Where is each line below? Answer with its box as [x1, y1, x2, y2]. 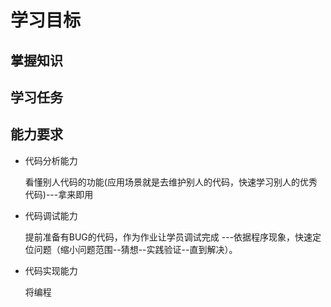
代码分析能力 [24, 154, 78, 166]
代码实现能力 [24, 264, 78, 276]
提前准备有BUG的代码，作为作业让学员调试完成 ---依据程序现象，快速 [24, 231, 313, 243]
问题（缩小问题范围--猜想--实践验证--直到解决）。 [33, 243, 238, 255]
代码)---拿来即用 [24, 188, 94, 200]
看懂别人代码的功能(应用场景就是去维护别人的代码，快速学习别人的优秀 [24, 176, 318, 188]
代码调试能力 [24, 209, 78, 221]
